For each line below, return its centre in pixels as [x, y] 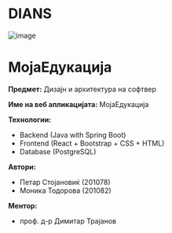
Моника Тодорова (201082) [65, 190]
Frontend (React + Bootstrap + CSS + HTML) [92, 143]
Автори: [22, 167]
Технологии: [30, 120]
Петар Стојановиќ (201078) [65, 182]
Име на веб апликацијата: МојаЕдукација [79, 104]
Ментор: [23, 205]
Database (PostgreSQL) [58, 151]
